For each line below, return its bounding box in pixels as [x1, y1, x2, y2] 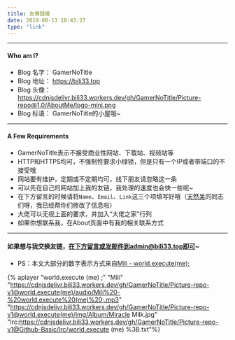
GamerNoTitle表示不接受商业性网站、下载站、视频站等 [17, 148, 174, 157]
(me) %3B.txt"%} [111, 325, 161, 333]
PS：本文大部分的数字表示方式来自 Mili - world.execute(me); [17, 259, 190, 267]
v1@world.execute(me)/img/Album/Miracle [7, 310, 131, 318]
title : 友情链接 [7, 10, 50, 17]
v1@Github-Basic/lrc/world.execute [7, 325, 110, 333]
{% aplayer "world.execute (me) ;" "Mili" [7, 273, 124, 281]
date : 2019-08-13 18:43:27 [7, 17, 86, 24]
